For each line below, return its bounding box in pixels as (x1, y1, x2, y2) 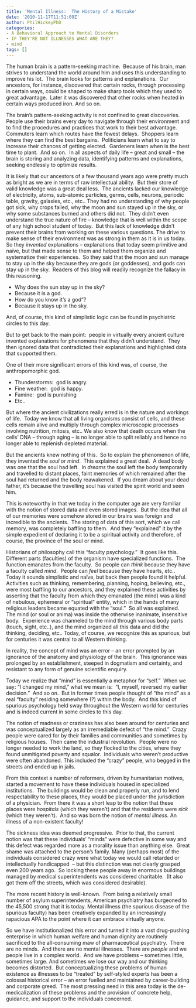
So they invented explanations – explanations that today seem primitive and (6, 241, 188, 248)
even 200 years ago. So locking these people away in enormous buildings (6, 866, 186, 873)
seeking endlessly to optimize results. (6, 161, 97, 168)
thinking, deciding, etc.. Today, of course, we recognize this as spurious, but (6, 629, 190, 636)
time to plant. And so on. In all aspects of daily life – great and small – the (6, 149, 185, 156)
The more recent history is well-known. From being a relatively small (6, 890, 173, 897)
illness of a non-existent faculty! (6, 818, 84, 825)
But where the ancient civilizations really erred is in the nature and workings (6, 408, 189, 416)
